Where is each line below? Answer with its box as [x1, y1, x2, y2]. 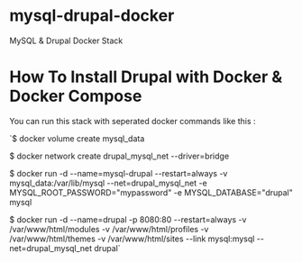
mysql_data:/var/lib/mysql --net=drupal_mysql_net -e [9, 177, 207, 188]
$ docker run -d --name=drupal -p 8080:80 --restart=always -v [9, 213, 247, 225]
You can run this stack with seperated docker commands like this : [9, 115, 256, 126]
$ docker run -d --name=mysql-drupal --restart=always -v [9, 167, 228, 178]
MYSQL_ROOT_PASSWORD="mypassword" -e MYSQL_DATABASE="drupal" [9, 186, 293, 198]
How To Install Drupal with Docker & [9, 67, 283, 87]
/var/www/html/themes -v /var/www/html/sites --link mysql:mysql [9, 233, 255, 244]
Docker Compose [9, 86, 142, 106]
